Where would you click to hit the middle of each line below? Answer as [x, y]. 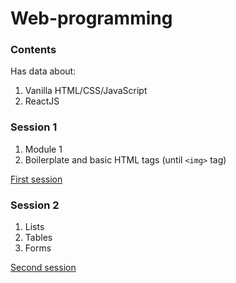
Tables [38, 238]
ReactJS [42, 101]
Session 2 [35, 205]
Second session [43, 268]
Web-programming [91, 18]
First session [36, 179]
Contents [33, 50]
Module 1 [43, 149]
